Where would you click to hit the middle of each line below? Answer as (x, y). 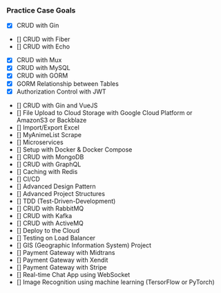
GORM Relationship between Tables (67, 83)
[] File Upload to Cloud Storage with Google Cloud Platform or (104, 112)
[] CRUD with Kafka (44, 215)
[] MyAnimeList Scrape (49, 134)
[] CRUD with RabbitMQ (50, 208)
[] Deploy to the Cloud (48, 230)
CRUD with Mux (39, 60)
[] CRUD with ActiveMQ (50, 223)
